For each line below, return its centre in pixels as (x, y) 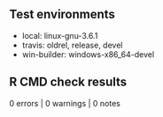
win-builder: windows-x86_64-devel (88, 54)
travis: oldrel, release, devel (72, 45)
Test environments (62, 15)
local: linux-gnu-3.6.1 (60, 35)
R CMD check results (68, 82)
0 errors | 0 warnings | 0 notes (65, 103)
